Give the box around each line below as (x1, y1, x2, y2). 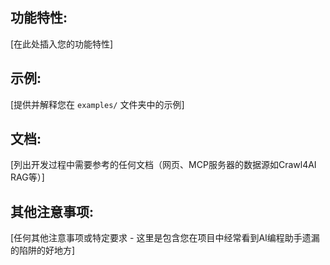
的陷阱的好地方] (10, 244, 76, 257)
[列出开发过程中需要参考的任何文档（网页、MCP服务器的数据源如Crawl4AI (10, 159, 317, 171)
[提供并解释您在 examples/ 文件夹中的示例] (10, 98, 185, 110)
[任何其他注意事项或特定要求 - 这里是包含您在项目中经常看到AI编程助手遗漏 (10, 232, 320, 244)
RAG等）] (10, 171, 45, 183)
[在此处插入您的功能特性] (10, 38, 114, 50)
